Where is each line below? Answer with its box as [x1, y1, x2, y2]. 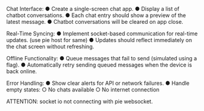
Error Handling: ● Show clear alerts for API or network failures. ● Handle [6, 79, 190, 87]
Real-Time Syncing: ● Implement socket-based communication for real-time [6, 30, 198, 37]
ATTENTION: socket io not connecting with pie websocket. [6, 98, 153, 105]
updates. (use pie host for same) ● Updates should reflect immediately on [6, 37, 192, 43]
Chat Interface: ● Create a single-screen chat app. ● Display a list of [6, 5, 180, 12]
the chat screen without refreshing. [6, 43, 94, 50]
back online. [6, 68, 38, 75]
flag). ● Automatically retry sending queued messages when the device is [6, 61, 192, 68]
